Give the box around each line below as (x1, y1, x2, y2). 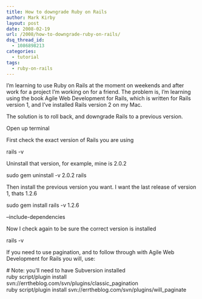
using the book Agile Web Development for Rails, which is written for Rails (6, 95, 191, 102)
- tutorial (12, 54, 39, 60)
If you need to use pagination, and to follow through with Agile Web (6, 249, 175, 256)
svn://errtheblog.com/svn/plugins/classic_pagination (6, 280, 138, 287)
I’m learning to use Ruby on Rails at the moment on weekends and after (6, 82, 184, 89)
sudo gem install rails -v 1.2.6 (6, 201, 79, 209)
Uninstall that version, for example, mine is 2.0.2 (6, 160, 127, 167)
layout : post (6, 20, 39, 26)
